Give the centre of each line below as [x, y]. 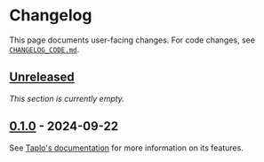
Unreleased [42, 77]
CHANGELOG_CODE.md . [44, 49]
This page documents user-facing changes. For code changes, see [132, 40]
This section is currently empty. [67, 98]
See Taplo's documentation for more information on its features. [127, 148]
